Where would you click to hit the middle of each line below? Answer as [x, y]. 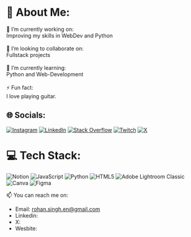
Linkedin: [26, 215]
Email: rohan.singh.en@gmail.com [58, 209]
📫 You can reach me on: [37, 195]
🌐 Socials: [26, 115]
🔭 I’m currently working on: [40, 29]
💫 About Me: [38, 12]
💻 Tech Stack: [44, 155]
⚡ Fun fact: [20, 87]
